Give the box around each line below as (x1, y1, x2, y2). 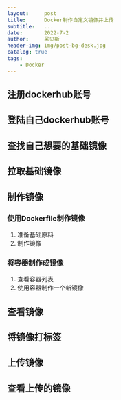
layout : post (7, 10, 57, 17)
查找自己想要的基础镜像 (7, 139, 107, 152)
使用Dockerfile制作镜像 (7, 213, 85, 223)
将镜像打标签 (7, 331, 62, 343)
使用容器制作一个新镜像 (16, 283, 84, 292)
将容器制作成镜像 (7, 258, 64, 268)
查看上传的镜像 (7, 382, 71, 394)
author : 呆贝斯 (7, 36, 60, 43)
